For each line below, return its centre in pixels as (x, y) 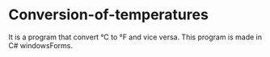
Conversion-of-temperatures (108, 15)
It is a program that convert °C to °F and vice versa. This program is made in (135, 37)
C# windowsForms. (40, 45)
